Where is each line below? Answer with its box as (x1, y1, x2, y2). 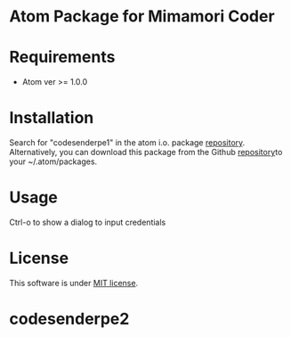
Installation (9, 108, 94, 128)
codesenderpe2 (9, 309, 130, 329)
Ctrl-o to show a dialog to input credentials (9, 217, 166, 227)
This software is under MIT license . (9, 277, 139, 288)
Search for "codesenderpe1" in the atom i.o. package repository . (9, 137, 246, 148)
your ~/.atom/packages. (9, 156, 98, 167)
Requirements (9, 47, 116, 68)
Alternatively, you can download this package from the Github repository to (9, 147, 283, 158)
